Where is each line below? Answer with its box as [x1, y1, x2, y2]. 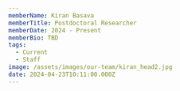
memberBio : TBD [8, 33, 59, 42]
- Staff [15, 56, 41, 64]
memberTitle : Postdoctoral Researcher [8, 19, 137, 27]
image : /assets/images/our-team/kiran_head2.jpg [8, 63, 173, 71]
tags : [8, 41, 26, 49]
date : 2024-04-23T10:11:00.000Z [8, 70, 115, 78]
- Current [15, 48, 48, 56]
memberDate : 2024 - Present [8, 26, 102, 34]
